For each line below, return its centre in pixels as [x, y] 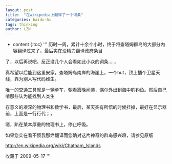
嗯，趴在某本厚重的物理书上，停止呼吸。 [48, 125]
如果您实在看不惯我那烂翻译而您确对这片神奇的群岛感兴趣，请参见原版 [79, 135]
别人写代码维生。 [41, 79]
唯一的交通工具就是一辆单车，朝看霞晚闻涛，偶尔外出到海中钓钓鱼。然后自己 [86, 90]
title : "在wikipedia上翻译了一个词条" [44, 15]
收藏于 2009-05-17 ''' [28, 156]
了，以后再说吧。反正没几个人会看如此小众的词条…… [61, 61]
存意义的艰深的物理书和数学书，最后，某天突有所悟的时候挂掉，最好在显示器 [86, 107]
